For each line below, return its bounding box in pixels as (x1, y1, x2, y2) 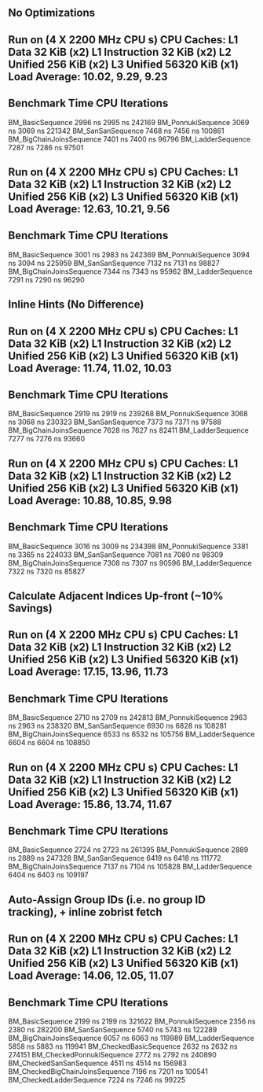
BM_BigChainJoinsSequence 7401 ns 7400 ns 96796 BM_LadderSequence (8, 134, 251, 144)
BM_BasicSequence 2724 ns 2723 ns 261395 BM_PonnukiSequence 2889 (8, 845, 249, 854)
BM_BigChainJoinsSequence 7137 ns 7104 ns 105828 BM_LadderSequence (8, 861, 253, 872)
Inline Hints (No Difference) (8, 298, 144, 312)
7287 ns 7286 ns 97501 (8, 142, 84, 152)
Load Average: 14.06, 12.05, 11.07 (8, 969, 174, 983)
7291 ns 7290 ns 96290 (8, 275, 85, 284)
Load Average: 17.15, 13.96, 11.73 (8, 665, 169, 679)
